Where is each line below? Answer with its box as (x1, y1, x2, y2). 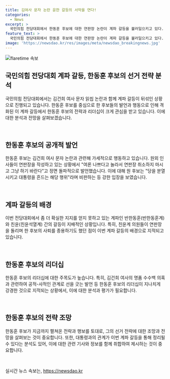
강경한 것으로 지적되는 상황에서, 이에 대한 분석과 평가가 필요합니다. (5, 287, 137, 293)
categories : (5, 12, 31, 17)
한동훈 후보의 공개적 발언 (5, 140, 78, 149)
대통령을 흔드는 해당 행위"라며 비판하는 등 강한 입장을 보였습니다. (18, 174, 148, 181)
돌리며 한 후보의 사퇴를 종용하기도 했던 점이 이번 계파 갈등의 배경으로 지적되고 (10, 227, 164, 234)
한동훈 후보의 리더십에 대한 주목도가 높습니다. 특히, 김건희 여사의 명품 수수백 (5, 275, 156, 280)
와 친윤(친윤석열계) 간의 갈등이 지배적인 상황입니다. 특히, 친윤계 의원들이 (5, 221, 149, 227)
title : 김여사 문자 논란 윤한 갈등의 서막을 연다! (5, 7, 97, 13)
